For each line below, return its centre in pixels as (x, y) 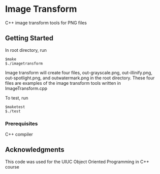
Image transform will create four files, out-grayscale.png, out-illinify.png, (79, 72)
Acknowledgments (35, 150)
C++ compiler (19, 135)
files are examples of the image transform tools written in (63, 83)
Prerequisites (21, 123)
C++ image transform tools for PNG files (46, 23)
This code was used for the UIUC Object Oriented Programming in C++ (77, 162)
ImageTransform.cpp (26, 88)
